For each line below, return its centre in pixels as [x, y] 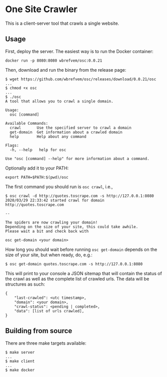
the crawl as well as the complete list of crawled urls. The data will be [77, 279]
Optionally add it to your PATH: [37, 168]
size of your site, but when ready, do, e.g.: [49, 255]
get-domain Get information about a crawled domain [66, 132]
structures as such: [25, 284]
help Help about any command [48, 137]
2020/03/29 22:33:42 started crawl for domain [55, 200]
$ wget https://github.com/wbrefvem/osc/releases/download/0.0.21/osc [81, 79]
